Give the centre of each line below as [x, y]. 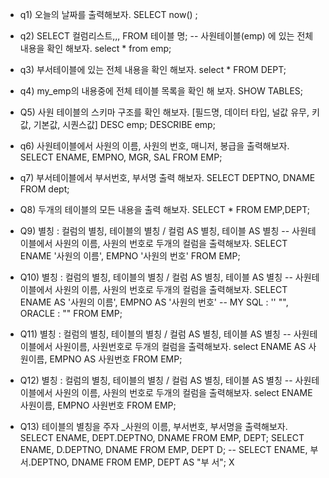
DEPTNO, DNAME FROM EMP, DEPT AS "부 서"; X [132, 462]
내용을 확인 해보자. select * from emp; [95, 48]
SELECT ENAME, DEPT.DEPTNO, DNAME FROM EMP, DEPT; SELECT [162, 437]
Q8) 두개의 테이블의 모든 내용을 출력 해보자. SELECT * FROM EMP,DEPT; [165, 209]
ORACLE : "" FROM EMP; [71, 313]
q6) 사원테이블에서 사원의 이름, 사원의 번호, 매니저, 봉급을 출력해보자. [154, 146]
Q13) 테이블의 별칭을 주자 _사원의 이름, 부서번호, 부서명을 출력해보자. [153, 426]
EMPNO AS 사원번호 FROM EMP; [116, 359]
